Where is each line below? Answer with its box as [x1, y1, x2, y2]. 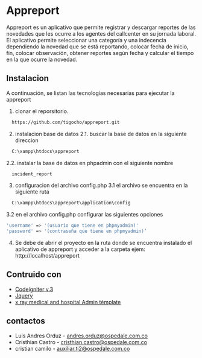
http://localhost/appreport [14, 252, 80, 259]
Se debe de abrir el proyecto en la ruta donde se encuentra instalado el [14, 239, 192, 246]
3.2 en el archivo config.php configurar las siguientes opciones [6, 211, 163, 218]
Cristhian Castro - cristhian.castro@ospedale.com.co [14, 338, 148, 345]
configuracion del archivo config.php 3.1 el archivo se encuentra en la [14, 182, 188, 189]
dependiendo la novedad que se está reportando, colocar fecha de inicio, [6, 43, 189, 50]
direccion [14, 137, 39, 144]
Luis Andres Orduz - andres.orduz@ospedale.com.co [14, 332, 148, 339]
